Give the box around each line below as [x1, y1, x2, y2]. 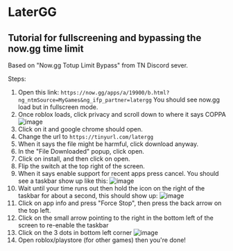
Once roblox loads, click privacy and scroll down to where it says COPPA [17, 111, 226, 118]
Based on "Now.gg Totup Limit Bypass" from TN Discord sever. [8, 61, 189, 70]
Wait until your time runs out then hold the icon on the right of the [17, 184, 205, 192]
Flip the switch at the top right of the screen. [17, 162, 145, 170]
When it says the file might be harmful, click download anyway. [17, 140, 199, 148]
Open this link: [17, 88, 60, 96]
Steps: [8, 74, 26, 83]
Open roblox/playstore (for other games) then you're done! [17, 236, 187, 244]
